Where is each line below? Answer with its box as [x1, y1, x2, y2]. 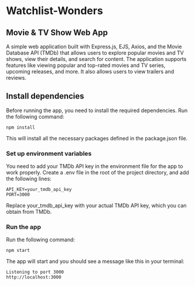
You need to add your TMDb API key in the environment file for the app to [6, 163, 183, 170]
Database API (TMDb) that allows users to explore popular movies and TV [6, 49, 184, 56]
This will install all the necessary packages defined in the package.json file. [6, 134, 188, 142]
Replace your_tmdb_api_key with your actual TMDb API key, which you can [6, 202, 187, 209]
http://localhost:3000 [6, 274, 61, 280]
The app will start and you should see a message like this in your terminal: [6, 258, 184, 265]
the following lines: [6, 175, 52, 183]
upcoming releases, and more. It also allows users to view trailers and [6, 68, 175, 75]
